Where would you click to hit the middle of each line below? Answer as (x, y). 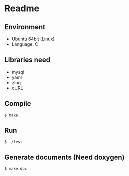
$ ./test (14, 142)
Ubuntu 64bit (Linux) (33, 39)
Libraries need (28, 60)
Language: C (25, 44)
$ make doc (16, 169)
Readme (22, 9)
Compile (18, 104)
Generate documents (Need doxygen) (64, 157)
